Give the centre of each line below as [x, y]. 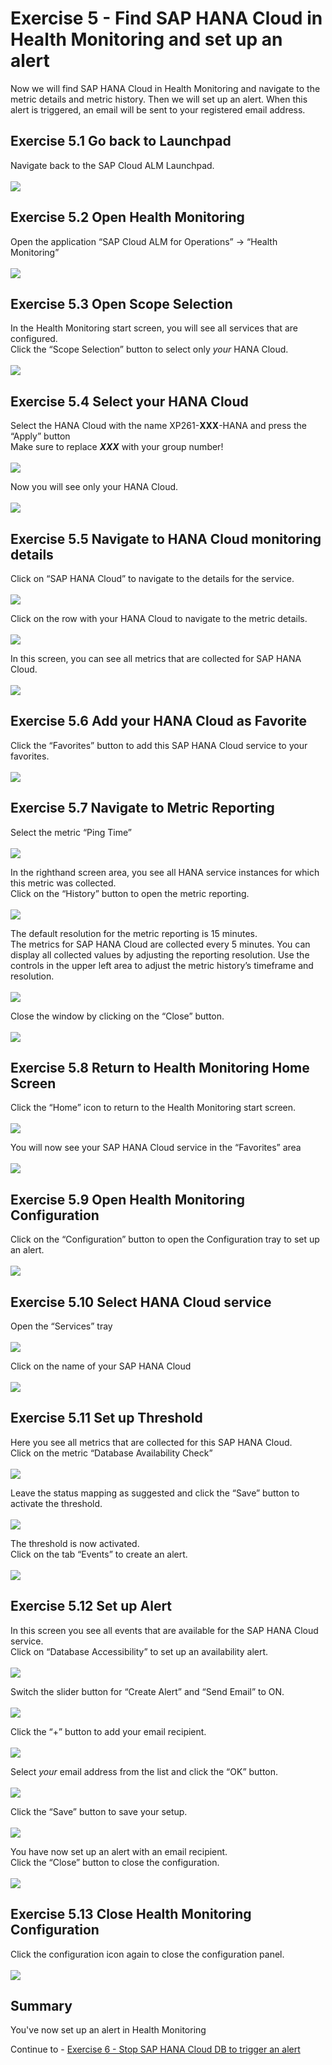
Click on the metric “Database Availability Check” [111, 1453]
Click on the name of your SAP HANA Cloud [101, 1366]
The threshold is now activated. [75, 1543]
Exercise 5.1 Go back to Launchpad [121, 141]
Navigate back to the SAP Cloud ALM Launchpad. [112, 165]
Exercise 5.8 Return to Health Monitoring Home [160, 1068]
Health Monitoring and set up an [146, 39]
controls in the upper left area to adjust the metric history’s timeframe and [162, 965]
